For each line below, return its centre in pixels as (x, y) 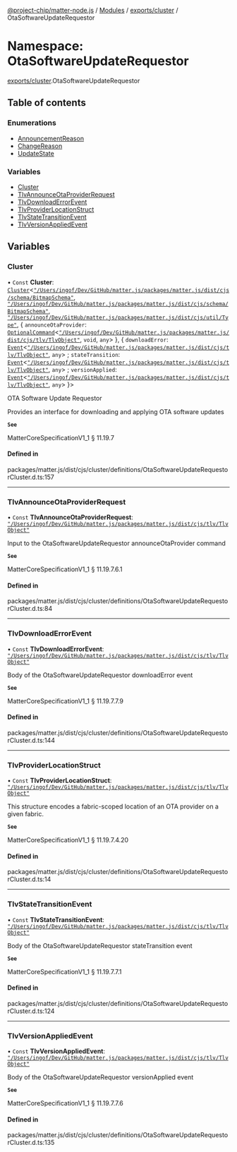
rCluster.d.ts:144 (31, 740)
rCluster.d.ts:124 (31, 1011)
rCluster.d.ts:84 (30, 609)
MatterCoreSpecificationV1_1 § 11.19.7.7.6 (65, 1103)
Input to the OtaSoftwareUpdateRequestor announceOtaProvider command (116, 543)
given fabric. (26, 814)
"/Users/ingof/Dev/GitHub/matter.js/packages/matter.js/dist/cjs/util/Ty (118, 317)
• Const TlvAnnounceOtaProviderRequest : (71, 517)
